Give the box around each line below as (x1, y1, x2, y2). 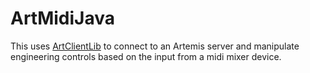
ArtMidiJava (10, 7, 116, 30)
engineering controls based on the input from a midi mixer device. (10, 50, 282, 62)
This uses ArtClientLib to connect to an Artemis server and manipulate (10, 40, 300, 52)
